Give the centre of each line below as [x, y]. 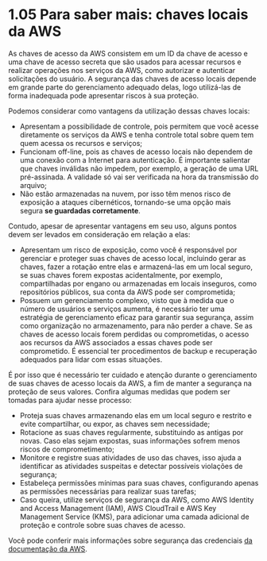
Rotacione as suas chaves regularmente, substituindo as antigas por [132, 432]
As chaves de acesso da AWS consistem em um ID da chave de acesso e [128, 53]
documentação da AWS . [48, 548]
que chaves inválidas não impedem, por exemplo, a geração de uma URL [139, 168]
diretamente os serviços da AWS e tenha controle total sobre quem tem [137, 134]
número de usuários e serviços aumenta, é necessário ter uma [122, 309]
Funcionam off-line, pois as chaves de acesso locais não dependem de [136, 152]
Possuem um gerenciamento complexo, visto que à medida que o [127, 300]
